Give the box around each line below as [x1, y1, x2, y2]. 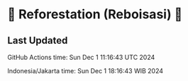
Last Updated [7, 35, 68, 46]
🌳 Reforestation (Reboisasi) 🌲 [7, 6, 183, 23]
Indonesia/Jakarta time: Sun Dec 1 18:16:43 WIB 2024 [7, 67, 164, 75]
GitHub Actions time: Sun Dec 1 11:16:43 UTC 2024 [7, 53, 155, 61]
